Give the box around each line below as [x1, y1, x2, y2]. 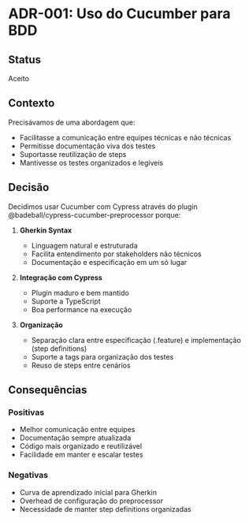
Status [8, 53, 42, 66]
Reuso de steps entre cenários [31, 360, 132, 370]
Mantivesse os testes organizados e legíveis [19, 158, 164, 167]
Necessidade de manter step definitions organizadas [19, 504, 191, 513]
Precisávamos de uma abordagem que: [8, 117, 136, 127]
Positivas [8, 407, 45, 418]
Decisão [8, 181, 50, 194]
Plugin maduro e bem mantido [31, 288, 130, 297]
